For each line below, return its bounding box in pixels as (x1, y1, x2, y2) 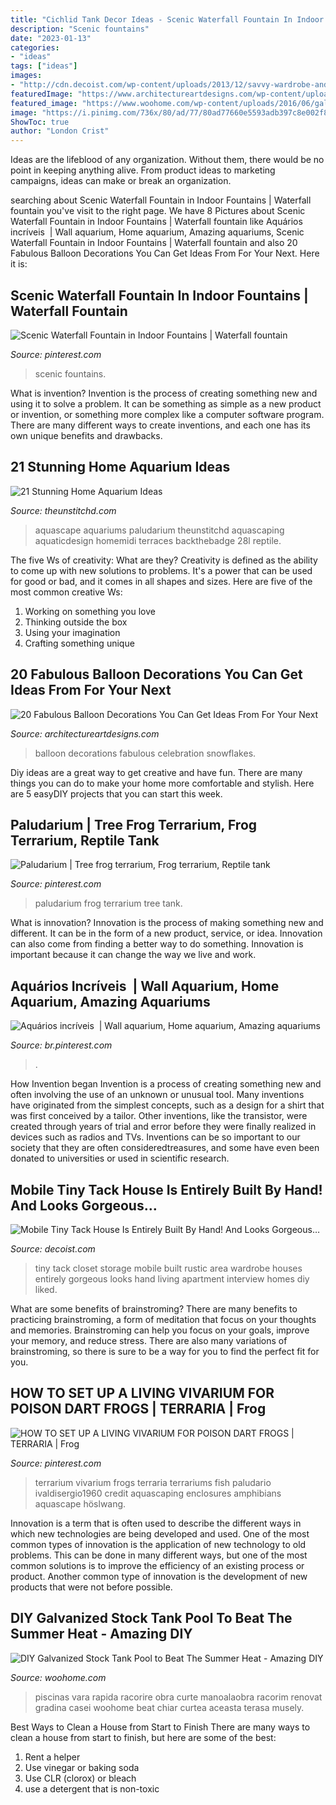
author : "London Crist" (10, 126, 110, 136)
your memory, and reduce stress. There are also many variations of (10, 1335, 288, 1346)
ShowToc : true (10, 117, 70, 127)
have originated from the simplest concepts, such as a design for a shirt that (10, 1099, 325, 1111)
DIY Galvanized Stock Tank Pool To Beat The (10, 1610, 293, 1627)
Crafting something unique (24, 637, 135, 649)
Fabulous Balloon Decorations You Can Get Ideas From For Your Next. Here (10, 247, 320, 260)
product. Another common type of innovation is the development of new (10, 1570, 308, 1582)
